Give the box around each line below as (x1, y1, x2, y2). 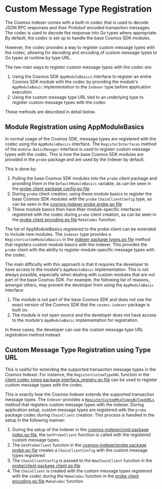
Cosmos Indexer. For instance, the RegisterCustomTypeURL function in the (5, 371, 150, 377)
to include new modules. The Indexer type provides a (5, 231, 111, 237)
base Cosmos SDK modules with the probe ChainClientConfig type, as (12, 196, 152, 202)
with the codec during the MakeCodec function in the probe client (12, 473, 139, 479)
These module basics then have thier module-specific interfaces (12, 206, 141, 212)
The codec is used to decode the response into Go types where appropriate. (5, 30, 158, 35)
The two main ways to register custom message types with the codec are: (5, 64, 152, 70)
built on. (12, 307, 29, 313)
